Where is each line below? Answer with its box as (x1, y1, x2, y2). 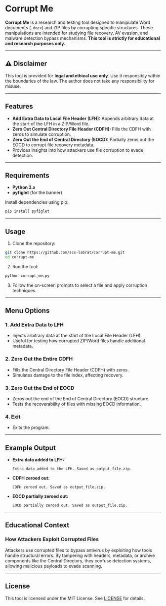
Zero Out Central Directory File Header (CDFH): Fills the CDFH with (12, 126, 151, 132)
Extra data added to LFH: (12, 457, 64, 463)
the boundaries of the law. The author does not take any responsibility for (5, 78, 155, 84)
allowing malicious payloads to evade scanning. (5, 563, 102, 569)
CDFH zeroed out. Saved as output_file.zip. (12, 485, 106, 490)
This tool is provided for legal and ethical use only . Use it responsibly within (5, 72, 161, 78)
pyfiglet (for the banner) (12, 189, 63, 196)
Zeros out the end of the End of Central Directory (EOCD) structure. (12, 395, 150, 402)
